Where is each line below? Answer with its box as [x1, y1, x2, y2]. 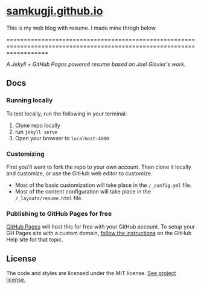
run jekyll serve [14, 128, 58, 135]
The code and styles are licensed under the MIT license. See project [6, 270, 176, 277]
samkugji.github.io [6, 4, 103, 18]
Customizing [6, 149, 45, 158]
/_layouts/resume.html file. [14, 194, 83, 201]
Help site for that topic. [6, 236, 63, 243]
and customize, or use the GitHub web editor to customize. [6, 169, 153, 177]
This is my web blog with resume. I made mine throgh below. [6, 24, 157, 31]
